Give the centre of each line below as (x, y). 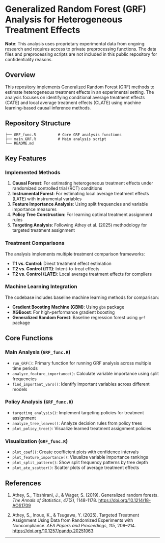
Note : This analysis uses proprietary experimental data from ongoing (75, 43)
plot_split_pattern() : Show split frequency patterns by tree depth (80, 463)
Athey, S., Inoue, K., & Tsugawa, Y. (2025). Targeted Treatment (76, 515)
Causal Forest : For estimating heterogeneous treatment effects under (83, 183)
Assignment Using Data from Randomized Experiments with (73, 520)
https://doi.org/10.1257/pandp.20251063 (53, 531)
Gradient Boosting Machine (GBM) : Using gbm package (68, 307)
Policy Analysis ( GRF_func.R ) (39, 402)
